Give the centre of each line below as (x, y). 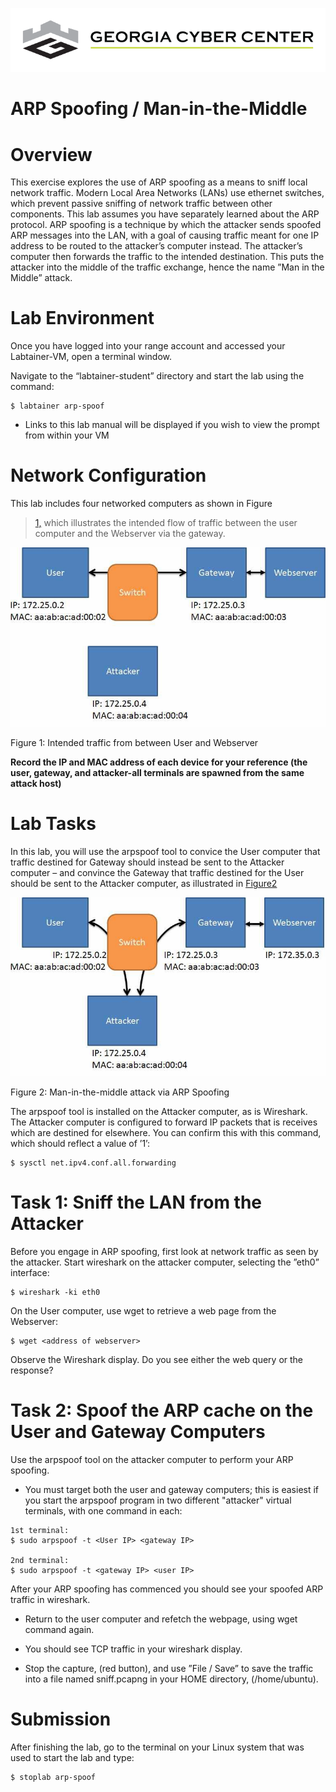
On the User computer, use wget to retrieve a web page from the (143, 1311)
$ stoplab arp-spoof (53, 1778)
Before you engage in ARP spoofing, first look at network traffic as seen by (164, 1252)
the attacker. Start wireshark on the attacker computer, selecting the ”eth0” (165, 1262)
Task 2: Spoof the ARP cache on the (162, 1410)
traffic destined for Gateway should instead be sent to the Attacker (147, 862)
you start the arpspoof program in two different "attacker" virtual (158, 1500)
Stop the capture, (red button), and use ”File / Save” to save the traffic (169, 1669)
